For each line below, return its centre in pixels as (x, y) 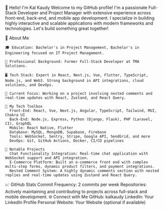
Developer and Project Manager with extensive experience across (84, 13)
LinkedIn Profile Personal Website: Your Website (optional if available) (75, 202)
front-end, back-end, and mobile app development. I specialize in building (80, 18)
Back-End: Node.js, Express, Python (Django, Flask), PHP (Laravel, (81, 119)
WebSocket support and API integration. (47, 158)
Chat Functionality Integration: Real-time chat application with (79, 154)
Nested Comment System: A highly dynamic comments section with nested (84, 171)
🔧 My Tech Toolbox (24, 106)
